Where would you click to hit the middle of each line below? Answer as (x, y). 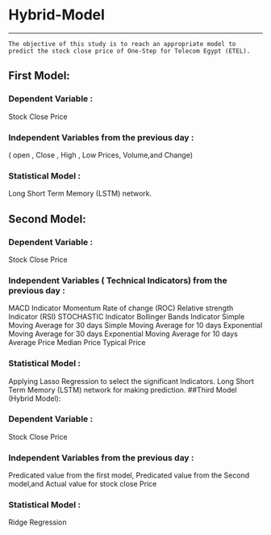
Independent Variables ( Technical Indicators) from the (118, 280)
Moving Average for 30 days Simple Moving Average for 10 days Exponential (135, 326)
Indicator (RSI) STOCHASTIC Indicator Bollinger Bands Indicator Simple (127, 317)
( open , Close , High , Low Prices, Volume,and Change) (101, 154)
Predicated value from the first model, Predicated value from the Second (129, 475)
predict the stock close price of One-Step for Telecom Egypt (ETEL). (129, 51)
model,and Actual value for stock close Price (83, 484)
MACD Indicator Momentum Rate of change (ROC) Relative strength (121, 308)
